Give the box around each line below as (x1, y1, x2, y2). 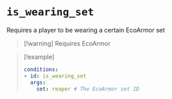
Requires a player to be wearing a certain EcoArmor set (6, 26, 165, 34)
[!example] (23, 53, 55, 61)
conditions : (23, 66, 58, 73)
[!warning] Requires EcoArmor (23, 39, 111, 47)
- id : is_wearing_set (23, 72, 87, 80)
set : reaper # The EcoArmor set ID (36, 85, 140, 92)
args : (30, 79, 46, 86)
